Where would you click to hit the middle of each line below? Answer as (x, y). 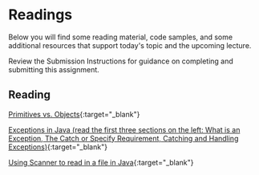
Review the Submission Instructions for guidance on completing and (121, 61)
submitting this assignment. (54, 69)
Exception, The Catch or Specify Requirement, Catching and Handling (123, 138)
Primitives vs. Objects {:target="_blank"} (74, 114)
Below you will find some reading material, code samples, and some (121, 37)
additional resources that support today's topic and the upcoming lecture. (130, 45)
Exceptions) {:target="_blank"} (58, 147)
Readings (40, 15)
